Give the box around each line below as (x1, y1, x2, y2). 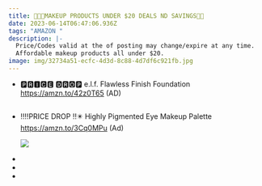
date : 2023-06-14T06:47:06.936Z (8, 19, 117, 27)
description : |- (8, 34, 63, 43)
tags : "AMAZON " (8, 27, 63, 35)
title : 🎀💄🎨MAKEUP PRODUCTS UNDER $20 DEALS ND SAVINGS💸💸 (8, 11, 205, 20)
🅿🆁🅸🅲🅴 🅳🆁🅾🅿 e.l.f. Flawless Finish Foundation (19, 78, 191, 89)
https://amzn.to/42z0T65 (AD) (19, 88, 121, 98)
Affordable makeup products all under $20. (15, 49, 164, 57)
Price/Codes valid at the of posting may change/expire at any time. (15, 42, 255, 50)
